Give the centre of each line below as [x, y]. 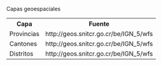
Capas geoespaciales [34, 9]
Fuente [99, 24]
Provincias [24, 34]
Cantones [24, 44]
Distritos [21, 53]
